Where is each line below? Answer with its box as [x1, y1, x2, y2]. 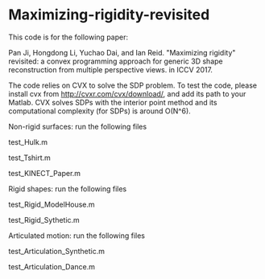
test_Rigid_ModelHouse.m [8, 199, 95, 209]
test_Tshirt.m [8, 153, 51, 162]
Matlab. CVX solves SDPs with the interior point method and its [8, 97, 217, 107]
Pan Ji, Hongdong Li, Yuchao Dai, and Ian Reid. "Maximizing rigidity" [8, 47, 236, 57]
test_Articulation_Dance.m [8, 261, 95, 271]
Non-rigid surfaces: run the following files [8, 121, 147, 131]
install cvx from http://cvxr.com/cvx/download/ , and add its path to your [8, 88, 246, 98]
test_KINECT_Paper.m [8, 168, 81, 178]
